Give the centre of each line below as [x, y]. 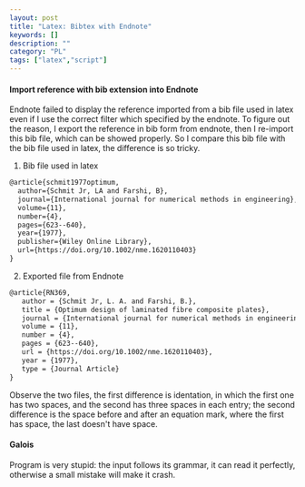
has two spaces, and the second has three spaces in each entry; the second [152, 404]
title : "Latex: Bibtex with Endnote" [81, 26]
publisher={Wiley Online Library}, [85, 242]
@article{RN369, [40, 292]
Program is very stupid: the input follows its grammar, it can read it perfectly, [152, 464]
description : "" [40, 43]
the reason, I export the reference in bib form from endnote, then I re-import [152, 129]
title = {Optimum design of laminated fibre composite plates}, [146, 309]
